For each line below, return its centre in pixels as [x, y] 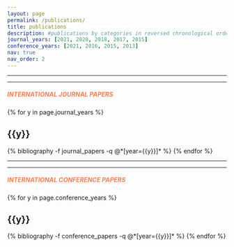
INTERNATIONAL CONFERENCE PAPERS [67, 180]
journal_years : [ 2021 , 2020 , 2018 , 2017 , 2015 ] [78, 40]
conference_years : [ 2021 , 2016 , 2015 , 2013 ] [73, 46]
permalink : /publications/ [46, 20]
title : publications [37, 27]
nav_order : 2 [26, 59]
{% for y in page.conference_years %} [62, 197]
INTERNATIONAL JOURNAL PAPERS [60, 94]
